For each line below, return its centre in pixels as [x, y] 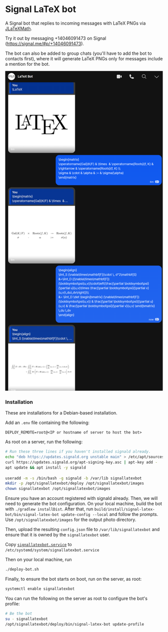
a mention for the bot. [27, 64]
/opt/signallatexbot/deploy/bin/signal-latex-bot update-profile [74, 624]
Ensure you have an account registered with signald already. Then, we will [81, 498]
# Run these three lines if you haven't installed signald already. [78, 452]
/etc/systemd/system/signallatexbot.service [52, 550]
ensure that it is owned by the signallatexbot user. [58, 535]
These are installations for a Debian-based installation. [61, 413]
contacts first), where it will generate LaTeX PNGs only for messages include [84, 58]
